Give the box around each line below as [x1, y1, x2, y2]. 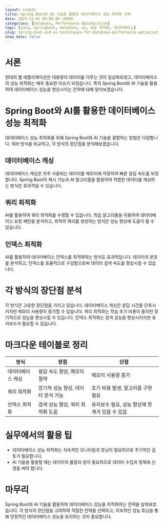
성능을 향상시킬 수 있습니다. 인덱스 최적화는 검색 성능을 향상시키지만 [21, 315, 151, 320]
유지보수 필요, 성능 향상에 [91, 401, 146, 408]
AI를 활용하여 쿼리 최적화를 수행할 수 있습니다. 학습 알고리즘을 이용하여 [5, 212, 140, 218]
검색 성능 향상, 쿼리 [38, 401, 80, 408]
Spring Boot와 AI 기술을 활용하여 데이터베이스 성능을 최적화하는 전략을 [5, 501, 140, 507]
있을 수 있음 [102, 409, 127, 415]
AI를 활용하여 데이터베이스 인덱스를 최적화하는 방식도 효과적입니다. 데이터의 [5, 254, 149, 260]
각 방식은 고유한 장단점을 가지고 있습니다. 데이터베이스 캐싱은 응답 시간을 [5, 302, 143, 308]
